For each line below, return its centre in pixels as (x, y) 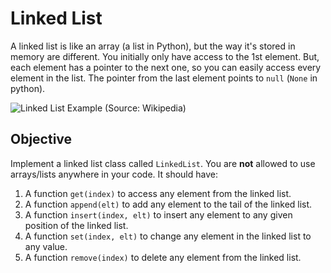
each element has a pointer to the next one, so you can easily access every (166, 67)
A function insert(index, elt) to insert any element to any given (158, 214)
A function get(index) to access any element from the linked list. (158, 193)
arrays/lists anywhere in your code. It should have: (114, 174)
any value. (46, 246)
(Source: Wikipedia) (145, 108)
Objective (41, 139)
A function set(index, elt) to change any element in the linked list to (168, 236)
